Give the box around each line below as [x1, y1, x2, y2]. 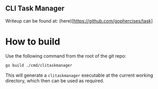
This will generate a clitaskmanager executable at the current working [5, 72, 153, 78]
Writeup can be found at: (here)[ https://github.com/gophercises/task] [5, 17, 153, 24]
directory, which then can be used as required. [5, 77, 104, 84]
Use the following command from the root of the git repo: [5, 52, 127, 59]
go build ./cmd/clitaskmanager [5, 63, 73, 68]
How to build [5, 36, 60, 47]
